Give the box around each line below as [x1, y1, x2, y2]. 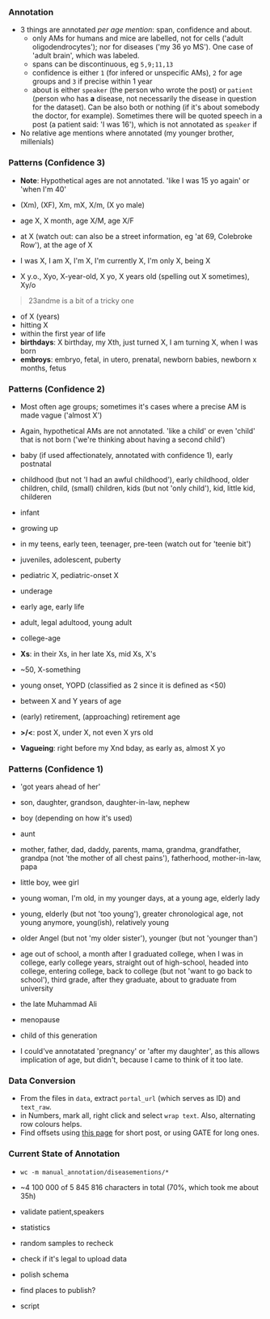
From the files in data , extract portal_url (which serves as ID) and [19, 1094, 241, 1103]
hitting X [19, 319, 49, 330]
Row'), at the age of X [19, 240, 93, 250]
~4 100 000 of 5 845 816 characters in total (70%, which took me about [19, 1182, 259, 1192]
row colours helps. [19, 1120, 82, 1129]
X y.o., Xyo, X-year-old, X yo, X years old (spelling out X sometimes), [19, 271, 250, 281]
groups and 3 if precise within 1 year [32, 76, 153, 87]
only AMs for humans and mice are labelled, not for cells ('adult [32, 33, 244, 43]
